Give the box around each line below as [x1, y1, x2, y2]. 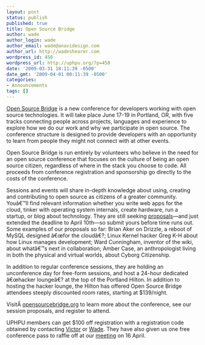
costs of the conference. [6, 175, 68, 182]
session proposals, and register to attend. [6, 307, 111, 314]
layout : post [6, 9, 40, 15]
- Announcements [6, 83, 48, 89]
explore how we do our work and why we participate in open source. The [6, 124, 190, 131]
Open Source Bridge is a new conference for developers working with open [6, 105, 196, 112]
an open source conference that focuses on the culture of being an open [6, 155, 189, 162]
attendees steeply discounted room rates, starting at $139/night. [6, 288, 168, 296]
